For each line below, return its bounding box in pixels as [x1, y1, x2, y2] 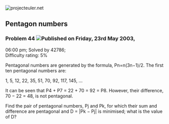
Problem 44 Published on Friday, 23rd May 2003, [5, 35, 136, 42]
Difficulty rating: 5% [5, 52, 48, 58]
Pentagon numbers [5, 19, 68, 28]
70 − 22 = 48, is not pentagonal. [5, 93, 73, 99]
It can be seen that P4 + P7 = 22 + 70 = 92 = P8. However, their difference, [5, 87, 164, 93]
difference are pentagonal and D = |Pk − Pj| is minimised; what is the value [5, 108, 163, 114]
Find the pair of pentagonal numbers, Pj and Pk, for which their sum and [5, 102, 157, 109]
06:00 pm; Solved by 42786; [5, 47, 66, 53]
